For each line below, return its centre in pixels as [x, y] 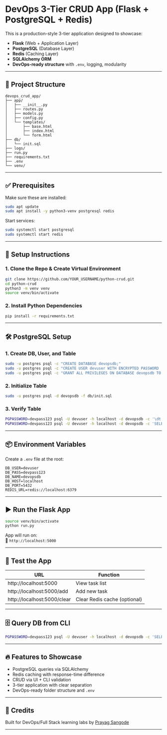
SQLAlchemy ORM [32, 59]
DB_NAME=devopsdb [23, 477]
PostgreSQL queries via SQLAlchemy [50, 669]
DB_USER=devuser [22, 468]
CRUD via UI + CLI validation [42, 679]
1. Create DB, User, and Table [41, 353]
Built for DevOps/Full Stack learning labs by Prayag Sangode [67, 723]
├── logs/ [15, 148]
